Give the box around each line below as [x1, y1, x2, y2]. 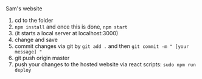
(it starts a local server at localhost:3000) [14, 30, 119, 37]
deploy [14, 67, 32, 74]
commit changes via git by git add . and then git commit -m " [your [14, 43, 189, 50]
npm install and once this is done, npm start [14, 23, 128, 30]
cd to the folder [14, 17, 54, 24]
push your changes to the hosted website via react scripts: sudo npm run [14, 61, 196, 68]
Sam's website [5, 5, 43, 12]
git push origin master [14, 54, 70, 62]
